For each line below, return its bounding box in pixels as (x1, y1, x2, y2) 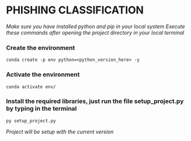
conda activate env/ (6, 84, 57, 90)
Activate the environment (6, 71, 80, 79)
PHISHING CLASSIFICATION (6, 4, 144, 17)
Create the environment (6, 43, 75, 51)
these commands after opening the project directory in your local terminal (6, 29, 185, 36)
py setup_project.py (6, 118, 57, 123)
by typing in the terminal (6, 105, 77, 113)
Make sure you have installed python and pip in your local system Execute (6, 23, 185, 30)
